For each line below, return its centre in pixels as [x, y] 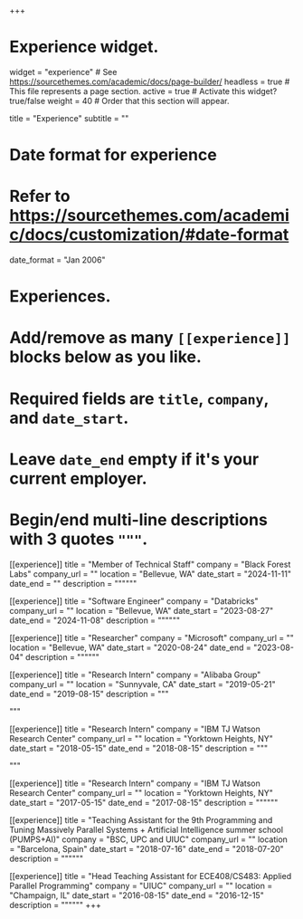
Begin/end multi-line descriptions [139, 520]
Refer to [40, 196]
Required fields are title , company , [139, 398]
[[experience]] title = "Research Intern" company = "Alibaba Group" [135, 675]
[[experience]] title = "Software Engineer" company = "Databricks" [134, 601]
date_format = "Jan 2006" [57, 260]
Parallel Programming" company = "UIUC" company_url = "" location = [141, 885]
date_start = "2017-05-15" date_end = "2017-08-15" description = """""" [144, 802]
